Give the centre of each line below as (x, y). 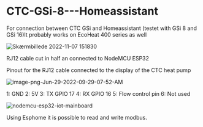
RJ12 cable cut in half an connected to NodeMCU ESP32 (78, 58)
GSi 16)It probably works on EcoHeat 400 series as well (77, 34)
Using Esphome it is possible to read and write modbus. (77, 117)
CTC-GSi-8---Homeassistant (82, 11)
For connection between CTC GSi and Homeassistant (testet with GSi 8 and (102, 28)
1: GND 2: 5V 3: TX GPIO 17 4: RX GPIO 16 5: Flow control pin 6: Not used (98, 93)
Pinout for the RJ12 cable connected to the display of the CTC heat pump (99, 70)
